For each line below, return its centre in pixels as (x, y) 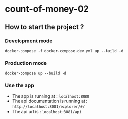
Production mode (26, 63)
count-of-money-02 (47, 9)
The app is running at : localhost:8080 (51, 96)
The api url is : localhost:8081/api (47, 112)
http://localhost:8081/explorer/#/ (48, 107)
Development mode (29, 41)
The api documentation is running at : (50, 101)
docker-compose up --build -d (36, 73)
